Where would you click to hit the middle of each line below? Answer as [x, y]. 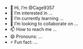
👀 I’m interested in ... [31, 13]
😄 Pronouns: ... [26, 36]
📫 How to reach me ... [33, 29]
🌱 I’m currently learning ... [37, 18]
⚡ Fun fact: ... [24, 42]
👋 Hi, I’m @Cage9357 [32, 8]
